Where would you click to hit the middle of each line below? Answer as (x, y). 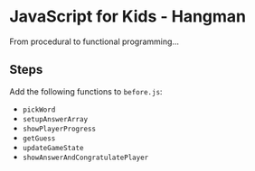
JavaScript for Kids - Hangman (128, 17)
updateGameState (53, 148)
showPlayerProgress (59, 129)
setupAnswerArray (55, 119)
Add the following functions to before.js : (86, 91)
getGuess (39, 138)
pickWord (39, 110)
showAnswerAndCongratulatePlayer (85, 157)
